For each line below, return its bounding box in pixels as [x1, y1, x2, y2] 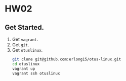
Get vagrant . [12, 36, 38, 42]
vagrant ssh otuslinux [12, 71, 60, 76]
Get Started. [5, 23, 44, 32]
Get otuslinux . [12, 47, 43, 53]
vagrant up [12, 66, 35, 71]
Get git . [12, 42, 29, 48]
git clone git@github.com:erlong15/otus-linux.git [12, 57, 121, 62]
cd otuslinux [12, 61, 40, 66]
